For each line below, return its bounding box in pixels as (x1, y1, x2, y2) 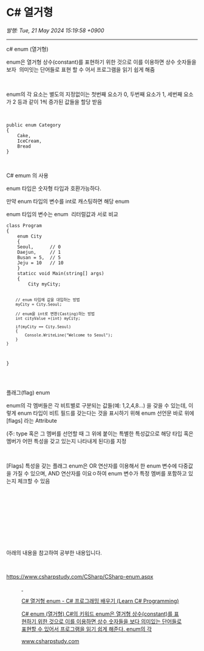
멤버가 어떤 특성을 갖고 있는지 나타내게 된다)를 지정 (6, 437, 127, 445)
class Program (6, 222, 42, 228)
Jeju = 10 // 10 (17, 259, 64, 266)
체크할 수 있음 (17, 477, 50, 485)
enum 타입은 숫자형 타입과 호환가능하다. (6, 185, 101, 192)
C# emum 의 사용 (6, 171, 49, 179)
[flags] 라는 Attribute (6, 417, 58, 424)
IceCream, (17, 138, 42, 144)
